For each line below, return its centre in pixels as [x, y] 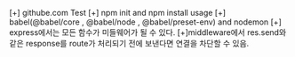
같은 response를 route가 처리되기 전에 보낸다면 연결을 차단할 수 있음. [129, 43]
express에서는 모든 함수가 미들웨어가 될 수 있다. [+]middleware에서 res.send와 [148, 32]
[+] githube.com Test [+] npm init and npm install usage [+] [118, 13]
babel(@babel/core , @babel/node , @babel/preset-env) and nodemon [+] [145, 22]
